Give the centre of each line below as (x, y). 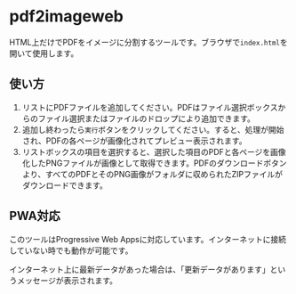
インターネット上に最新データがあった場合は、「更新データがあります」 (140, 269)
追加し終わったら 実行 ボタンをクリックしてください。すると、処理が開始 (153, 129)
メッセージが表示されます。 (67, 280)
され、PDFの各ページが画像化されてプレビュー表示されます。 (134, 141)
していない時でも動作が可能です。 (71, 250)
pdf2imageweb (67, 16)
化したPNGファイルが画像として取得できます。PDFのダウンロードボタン (154, 163)
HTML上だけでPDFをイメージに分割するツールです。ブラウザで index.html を (148, 42)
